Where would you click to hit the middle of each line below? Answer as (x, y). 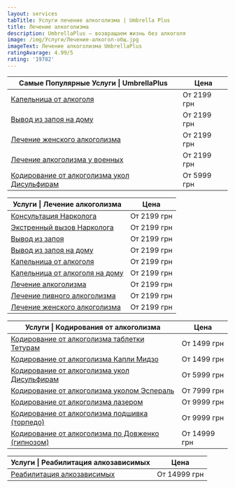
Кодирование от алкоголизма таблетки (78, 339)
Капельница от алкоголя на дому (67, 272)
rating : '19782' (31, 60)
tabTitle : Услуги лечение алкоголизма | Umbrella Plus (89, 20)
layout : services (33, 14)
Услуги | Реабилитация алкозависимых (80, 462)
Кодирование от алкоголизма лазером (77, 402)
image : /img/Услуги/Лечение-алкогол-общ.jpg (73, 40)
